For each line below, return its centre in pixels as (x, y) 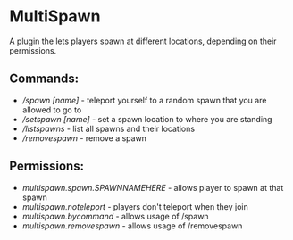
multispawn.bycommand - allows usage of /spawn (115, 216)
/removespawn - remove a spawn (84, 138)
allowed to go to (52, 110)
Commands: (44, 79)
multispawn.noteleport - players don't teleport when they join (135, 206)
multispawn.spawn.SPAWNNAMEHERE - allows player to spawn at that (153, 187)
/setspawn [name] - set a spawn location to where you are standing (147, 119)
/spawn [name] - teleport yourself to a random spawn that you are (144, 100)
